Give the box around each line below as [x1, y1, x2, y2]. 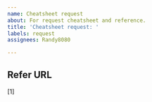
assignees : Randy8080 [7, 37, 71, 44]
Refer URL [7, 68, 53, 81]
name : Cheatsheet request [7, 10, 83, 18]
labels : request [7, 30, 55, 37]
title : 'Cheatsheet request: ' [7, 23, 99, 30]
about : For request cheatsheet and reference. [7, 17, 146, 24]
